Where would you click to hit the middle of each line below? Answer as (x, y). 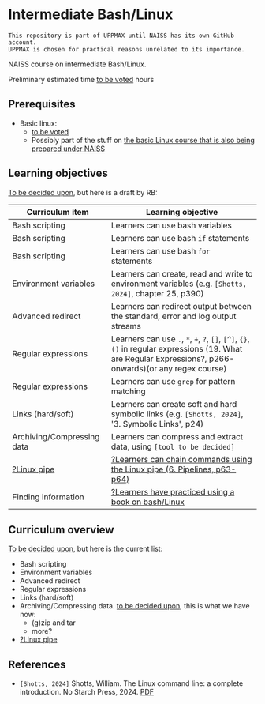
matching (128, 391)
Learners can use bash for (160, 250)
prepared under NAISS (68, 149)
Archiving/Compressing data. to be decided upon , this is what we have (134, 606)
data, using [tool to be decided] (173, 446)
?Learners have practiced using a (173, 491)
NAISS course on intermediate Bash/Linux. (77, 64)
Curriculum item (58, 212)
